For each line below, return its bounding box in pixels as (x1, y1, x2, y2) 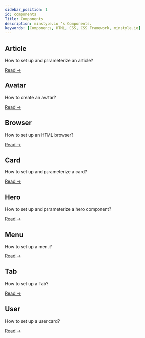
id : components (5, 12, 37, 17)
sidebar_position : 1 (5, 7, 48, 12)
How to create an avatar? (5, 94, 56, 100)
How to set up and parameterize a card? (5, 169, 87, 175)
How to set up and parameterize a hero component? (5, 206, 112, 212)
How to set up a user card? (5, 318, 60, 324)
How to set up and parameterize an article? (5, 57, 93, 63)
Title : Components (5, 16, 43, 21)
